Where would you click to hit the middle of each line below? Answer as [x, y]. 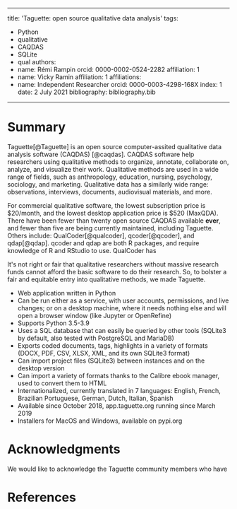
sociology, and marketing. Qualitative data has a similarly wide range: [108, 184]
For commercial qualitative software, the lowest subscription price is [107, 205]
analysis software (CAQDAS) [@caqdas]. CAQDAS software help [101, 154]
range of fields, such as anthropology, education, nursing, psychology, [110, 177]
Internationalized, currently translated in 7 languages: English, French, [119, 390]
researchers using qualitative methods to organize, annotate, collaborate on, [118, 162]
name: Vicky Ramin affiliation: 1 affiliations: [79, 77]
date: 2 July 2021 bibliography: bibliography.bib [87, 92]
